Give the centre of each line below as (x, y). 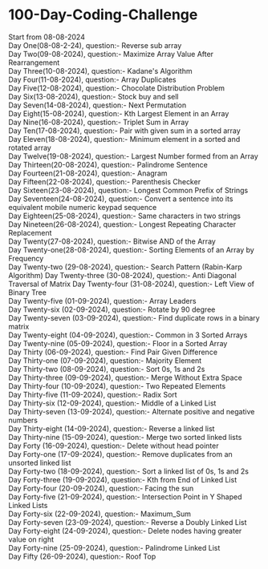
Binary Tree (27, 292)
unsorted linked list (40, 462)
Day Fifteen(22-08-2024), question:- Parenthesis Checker (105, 181)
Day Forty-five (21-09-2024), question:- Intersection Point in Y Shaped (125, 496)
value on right (31, 539)
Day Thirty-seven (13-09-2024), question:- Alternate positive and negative (132, 411)
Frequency (26, 258)
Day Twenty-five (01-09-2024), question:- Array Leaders (102, 301)
